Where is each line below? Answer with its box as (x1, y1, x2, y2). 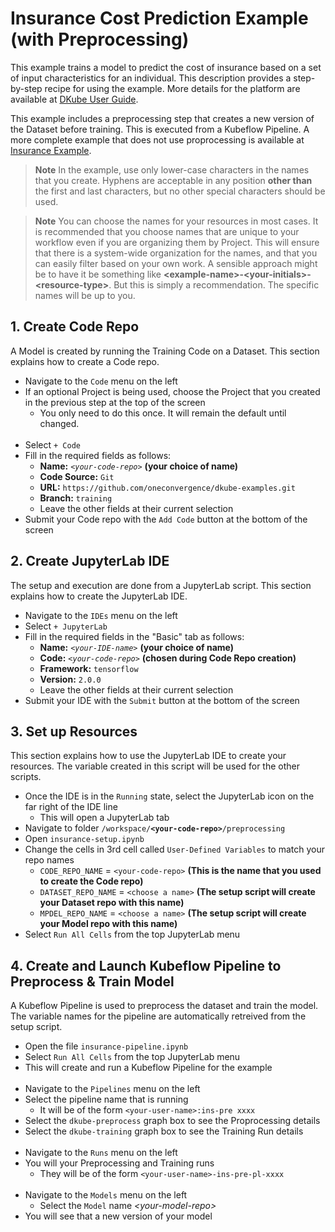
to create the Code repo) (39, 875, 144, 887)
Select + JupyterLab (24, 620, 108, 632)
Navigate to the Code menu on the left (24, 375, 178, 387)
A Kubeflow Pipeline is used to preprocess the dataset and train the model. (10, 1000, 319, 1012)
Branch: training (39, 492, 113, 504)
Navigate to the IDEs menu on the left (24, 609, 178, 621)
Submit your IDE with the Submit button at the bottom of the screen (24, 694, 300, 706)
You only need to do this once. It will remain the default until (39, 407, 287, 419)
